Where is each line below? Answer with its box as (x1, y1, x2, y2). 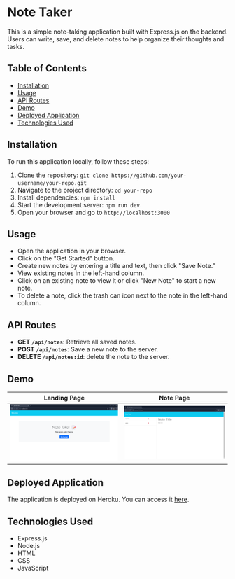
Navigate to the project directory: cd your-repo (17, 186, 152, 194)
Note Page (158, 393, 190, 402)
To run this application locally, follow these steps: (7, 157, 149, 165)
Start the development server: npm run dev (17, 200, 140, 209)
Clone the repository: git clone (17, 171, 108, 179)
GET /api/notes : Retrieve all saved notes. (17, 337, 137, 347)
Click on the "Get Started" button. (17, 254, 115, 263)
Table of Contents (7, 62, 87, 74)
